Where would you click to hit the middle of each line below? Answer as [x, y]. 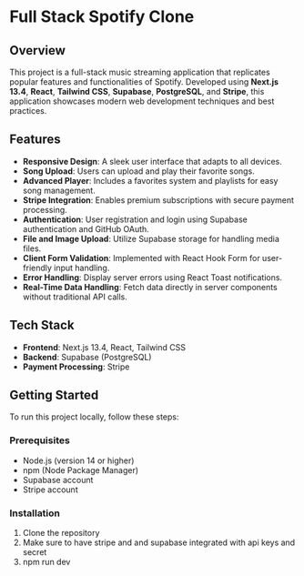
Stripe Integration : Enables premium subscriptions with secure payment [158, 200]
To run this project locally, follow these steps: [94, 417]
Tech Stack [42, 325]
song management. [59, 190]
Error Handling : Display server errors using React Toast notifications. [152, 277]
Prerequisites [40, 440]
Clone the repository [61, 533]
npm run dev [46, 562]
